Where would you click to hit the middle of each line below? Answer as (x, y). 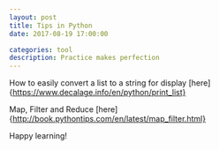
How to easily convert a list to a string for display (98, 83)
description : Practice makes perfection (85, 58)
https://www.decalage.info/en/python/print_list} (99, 93)
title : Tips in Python (51, 26)
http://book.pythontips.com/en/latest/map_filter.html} (109, 119)
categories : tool (41, 49)
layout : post (33, 17)
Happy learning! (38, 136)
